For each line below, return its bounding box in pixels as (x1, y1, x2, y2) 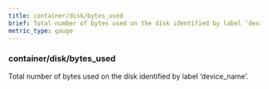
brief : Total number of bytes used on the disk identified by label (8, 19, 242, 27)
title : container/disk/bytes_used (8, 11, 124, 20)
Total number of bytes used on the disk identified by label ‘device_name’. (8, 71, 249, 81)
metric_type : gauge (8, 26, 74, 34)
